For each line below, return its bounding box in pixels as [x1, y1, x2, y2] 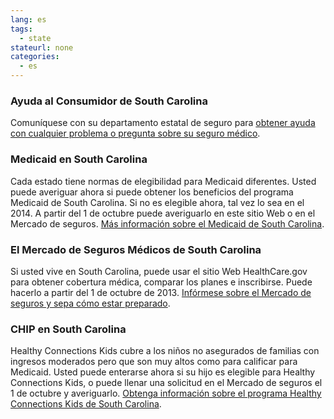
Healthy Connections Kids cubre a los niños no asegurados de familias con [10, 345, 320, 357]
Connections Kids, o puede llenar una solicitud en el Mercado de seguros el [10, 377, 323, 389]
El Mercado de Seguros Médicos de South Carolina [10, 242, 262, 256]
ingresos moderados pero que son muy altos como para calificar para [10, 356, 298, 368]
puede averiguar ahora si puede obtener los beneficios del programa [10, 186, 294, 198]
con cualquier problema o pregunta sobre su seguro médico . [10, 127, 261, 140]
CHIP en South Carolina [10, 322, 127, 336]
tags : [10, 24, 33, 34]
